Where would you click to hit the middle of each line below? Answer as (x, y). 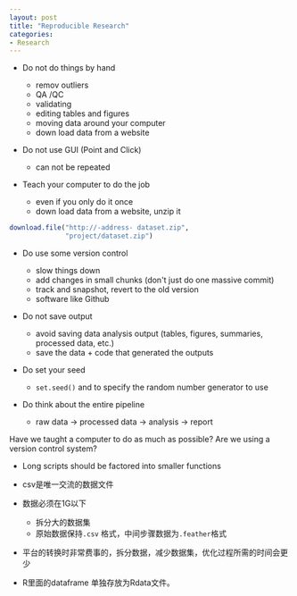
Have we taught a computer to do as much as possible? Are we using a (140, 439)
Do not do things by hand (69, 68)
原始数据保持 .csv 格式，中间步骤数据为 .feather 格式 (131, 533)
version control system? (54, 449)
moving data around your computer (101, 123)
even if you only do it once (84, 202)
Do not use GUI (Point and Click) (82, 150)
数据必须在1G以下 (54, 503)
